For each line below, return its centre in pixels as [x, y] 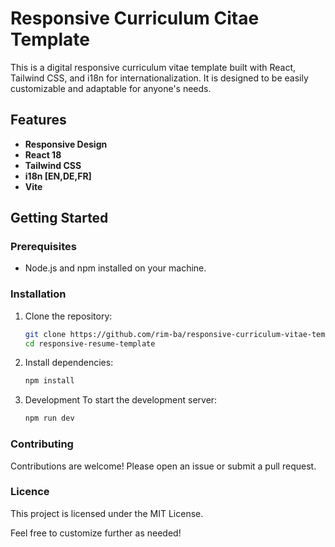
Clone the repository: [68, 316]
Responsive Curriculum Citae [135, 18]
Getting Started [59, 218]
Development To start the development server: [121, 400]
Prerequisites [43, 247]
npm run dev [49, 418]
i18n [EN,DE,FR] [58, 176]
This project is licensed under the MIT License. [107, 513]
